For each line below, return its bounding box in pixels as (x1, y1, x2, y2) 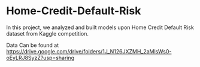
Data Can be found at (6, 42, 59, 49)
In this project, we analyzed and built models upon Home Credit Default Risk (6, 24, 195, 31)
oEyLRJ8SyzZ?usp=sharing (6, 54, 75, 61)
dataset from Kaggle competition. (6, 30, 89, 37)
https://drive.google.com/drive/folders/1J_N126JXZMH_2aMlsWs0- (6, 47, 172, 55)
